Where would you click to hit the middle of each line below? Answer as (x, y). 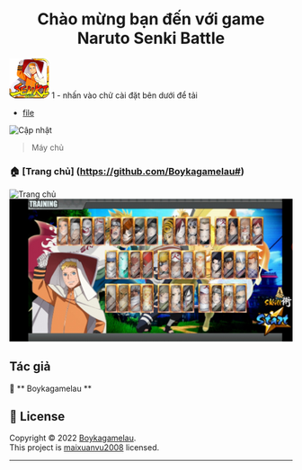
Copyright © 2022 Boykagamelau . (73, 438)
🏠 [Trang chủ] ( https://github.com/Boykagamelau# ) (127, 171)
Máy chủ (48, 147)
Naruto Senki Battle (151, 38)
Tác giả (30, 367)
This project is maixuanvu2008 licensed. (84, 448)
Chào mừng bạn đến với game (151, 19)
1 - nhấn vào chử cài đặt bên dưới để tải (124, 95)
